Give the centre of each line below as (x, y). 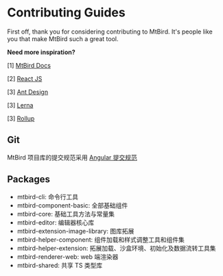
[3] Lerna (20, 105)
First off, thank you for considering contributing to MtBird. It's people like (110, 32)
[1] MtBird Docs (29, 65)
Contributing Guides (66, 13)
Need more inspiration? (41, 52)
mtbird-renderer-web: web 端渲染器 (68, 256)
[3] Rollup (21, 118)
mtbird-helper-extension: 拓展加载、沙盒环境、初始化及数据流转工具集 (116, 248)
